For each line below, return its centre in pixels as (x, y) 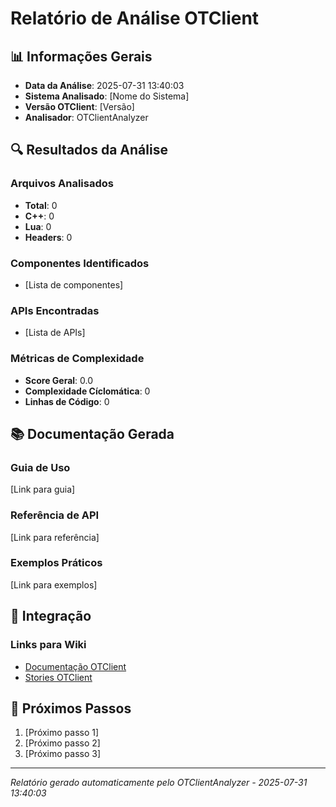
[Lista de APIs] (55, 333)
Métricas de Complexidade (77, 359)
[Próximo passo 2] (62, 743)
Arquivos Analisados (62, 184)
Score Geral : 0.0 (59, 380)
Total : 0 (41, 205)
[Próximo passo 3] (63, 754)
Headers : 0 (48, 237)
